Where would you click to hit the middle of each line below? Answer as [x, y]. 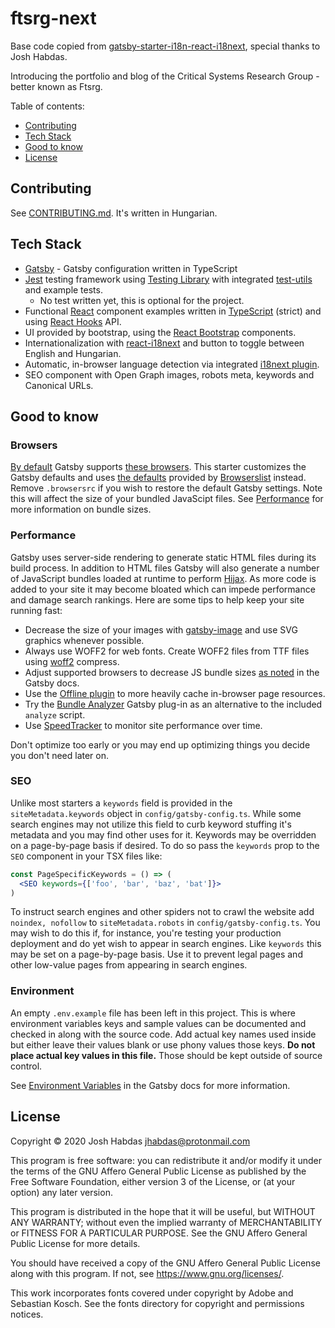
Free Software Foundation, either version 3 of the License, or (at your [153, 1181]
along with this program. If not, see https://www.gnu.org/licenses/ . [147, 1273]
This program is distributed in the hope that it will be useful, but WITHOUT [163, 1211]
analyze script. [55, 714]
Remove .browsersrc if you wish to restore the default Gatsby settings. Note [166, 488]
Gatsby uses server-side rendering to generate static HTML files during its [163, 557]
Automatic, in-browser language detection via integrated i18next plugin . [172, 364]
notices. [27, 1314]
